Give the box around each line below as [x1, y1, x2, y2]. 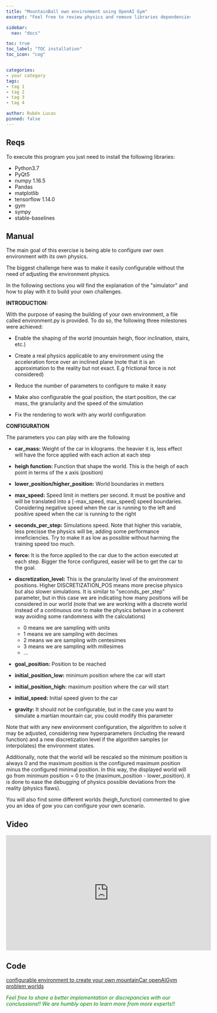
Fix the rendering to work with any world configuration [14, 411, 146, 418]
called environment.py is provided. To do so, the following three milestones [6, 317, 187, 324]
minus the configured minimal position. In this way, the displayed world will [6, 766, 187, 773]
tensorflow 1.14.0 [14, 196, 56, 203]
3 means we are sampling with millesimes [23, 643, 124, 650]
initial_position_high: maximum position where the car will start [14, 683, 169, 690]
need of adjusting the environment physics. [6, 271, 111, 278]
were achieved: [6, 323, 43, 330]
